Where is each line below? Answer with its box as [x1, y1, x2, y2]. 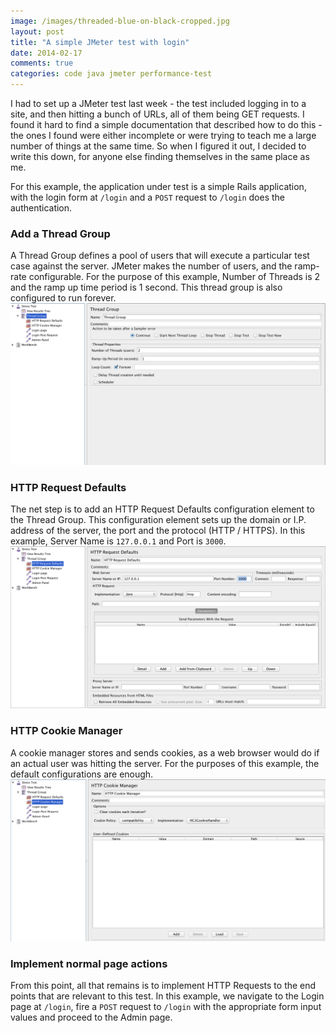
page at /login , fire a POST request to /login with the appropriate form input [10, 1001, 322, 1013]
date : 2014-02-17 [10, 48, 83, 58]
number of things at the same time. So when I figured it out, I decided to [10, 140, 307, 152]
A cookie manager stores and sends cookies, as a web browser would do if [10, 746, 320, 759]
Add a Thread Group [10, 226, 111, 240]
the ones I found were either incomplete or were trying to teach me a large [10, 130, 317, 141]
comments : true [10, 58, 74, 69]
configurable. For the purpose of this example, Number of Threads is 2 [28, 271, 321, 283]
